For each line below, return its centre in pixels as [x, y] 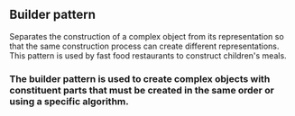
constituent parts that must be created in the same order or [142, 90]
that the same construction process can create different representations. [144, 46]
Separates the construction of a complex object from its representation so [147, 36]
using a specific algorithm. [69, 101]
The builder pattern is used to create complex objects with [140, 78]
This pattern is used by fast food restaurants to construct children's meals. [148, 55]
